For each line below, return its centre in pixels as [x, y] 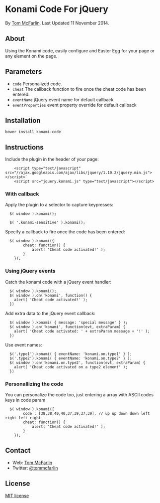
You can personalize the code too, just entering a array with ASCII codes [80, 395]
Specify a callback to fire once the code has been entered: [65, 232]
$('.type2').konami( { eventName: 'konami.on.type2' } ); [71, 358]
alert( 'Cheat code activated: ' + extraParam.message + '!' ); [82, 331]
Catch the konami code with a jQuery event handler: [58, 282]
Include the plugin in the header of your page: [52, 159]
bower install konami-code [33, 132]
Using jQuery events [30, 271]
